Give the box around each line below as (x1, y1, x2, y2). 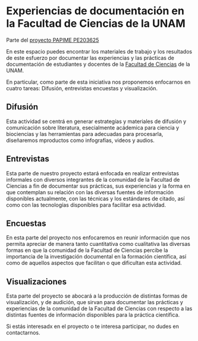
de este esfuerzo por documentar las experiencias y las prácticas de (6, 54, 174, 61)
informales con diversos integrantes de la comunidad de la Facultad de (6, 176, 180, 183)
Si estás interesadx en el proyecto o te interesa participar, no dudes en (6, 323, 180, 330)
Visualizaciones (6, 276, 67, 286)
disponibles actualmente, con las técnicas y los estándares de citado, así (6, 195, 185, 202)
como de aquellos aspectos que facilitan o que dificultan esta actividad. (6, 260, 183, 267)
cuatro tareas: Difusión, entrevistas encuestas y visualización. (6, 84, 158, 91)
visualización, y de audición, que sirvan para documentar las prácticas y (6, 299, 183, 306)
